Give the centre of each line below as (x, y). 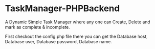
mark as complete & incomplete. (37, 27)
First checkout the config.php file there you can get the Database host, (77, 36)
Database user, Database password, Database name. (58, 41)
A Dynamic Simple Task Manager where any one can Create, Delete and (78, 22)
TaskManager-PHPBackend (62, 8)
